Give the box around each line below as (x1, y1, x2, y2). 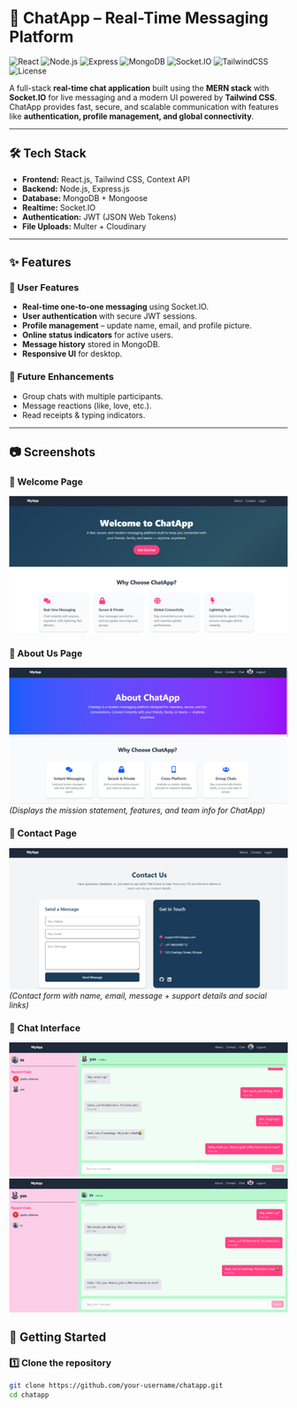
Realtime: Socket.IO (21, 202, 96, 213)
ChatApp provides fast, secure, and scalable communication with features (9, 101, 279, 112)
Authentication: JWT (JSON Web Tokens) (21, 212, 177, 222)
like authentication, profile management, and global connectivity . (9, 111, 255, 121)
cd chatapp (9, 1390, 49, 1400)
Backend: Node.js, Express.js (21, 183, 130, 194)
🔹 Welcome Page (9, 476, 84, 488)
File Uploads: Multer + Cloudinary (21, 220, 147, 231)
